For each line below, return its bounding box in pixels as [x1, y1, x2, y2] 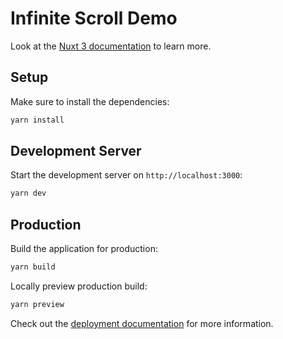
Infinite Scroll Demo [10, 7, 178, 30]
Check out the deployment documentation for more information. [10, 317, 274, 329]
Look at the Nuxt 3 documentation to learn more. [10, 40, 212, 52]
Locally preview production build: [10, 280, 148, 292]
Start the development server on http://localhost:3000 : [10, 169, 243, 181]
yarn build [10, 262, 56, 272]
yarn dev [10, 188, 47, 199]
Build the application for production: [10, 243, 158, 255]
